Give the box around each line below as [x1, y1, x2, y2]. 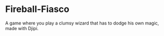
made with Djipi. [5, 25, 39, 31]
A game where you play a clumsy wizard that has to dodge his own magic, [5, 20, 159, 26]
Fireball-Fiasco [5, 3, 69, 15]
